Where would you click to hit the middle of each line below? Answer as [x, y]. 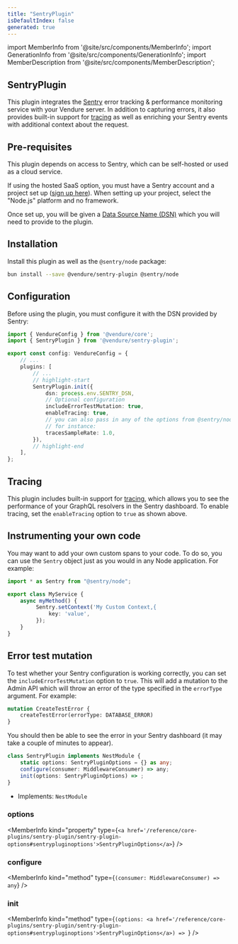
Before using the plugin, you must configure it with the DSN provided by [112, 313]
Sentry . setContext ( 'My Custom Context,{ [96, 607]
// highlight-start [62, 380]
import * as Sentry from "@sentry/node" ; [69, 581]
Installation [33, 244]
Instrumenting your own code [74, 536]
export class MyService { [45, 594]
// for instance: [71, 426]
